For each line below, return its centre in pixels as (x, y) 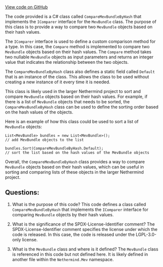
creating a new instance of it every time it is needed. (58, 82)
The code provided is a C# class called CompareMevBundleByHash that (73, 16)
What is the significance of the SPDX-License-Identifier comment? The (83, 224)
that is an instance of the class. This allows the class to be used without (77, 77)
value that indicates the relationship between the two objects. (67, 62)
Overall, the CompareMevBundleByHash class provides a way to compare (75, 162)
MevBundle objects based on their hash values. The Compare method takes (78, 52)
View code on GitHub (26, 7)
